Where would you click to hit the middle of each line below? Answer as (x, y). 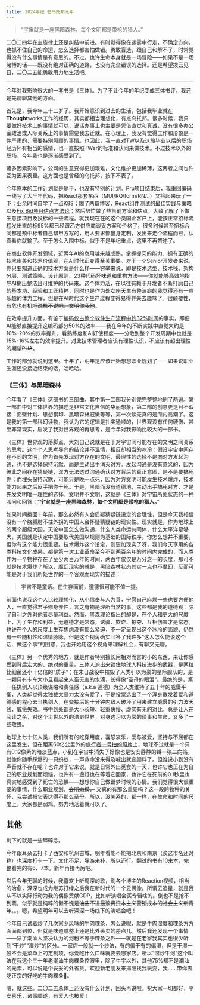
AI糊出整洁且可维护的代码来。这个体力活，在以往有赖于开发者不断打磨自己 (102, 283)
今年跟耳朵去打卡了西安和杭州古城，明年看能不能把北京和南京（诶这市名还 (97, 853)
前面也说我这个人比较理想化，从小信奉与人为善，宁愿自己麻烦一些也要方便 (97, 599)
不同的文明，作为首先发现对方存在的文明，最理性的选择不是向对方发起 (97, 456)
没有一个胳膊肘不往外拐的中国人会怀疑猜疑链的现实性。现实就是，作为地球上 (100, 522)
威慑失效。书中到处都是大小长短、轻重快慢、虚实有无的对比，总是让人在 (105, 709)
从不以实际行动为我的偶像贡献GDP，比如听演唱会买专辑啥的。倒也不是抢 (95, 895)
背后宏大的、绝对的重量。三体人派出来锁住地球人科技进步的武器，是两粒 (105, 664)
